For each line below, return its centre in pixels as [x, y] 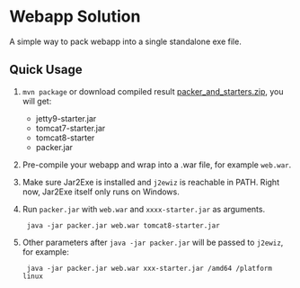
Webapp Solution [75, 17]
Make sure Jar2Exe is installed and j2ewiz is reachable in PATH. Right [151, 182]
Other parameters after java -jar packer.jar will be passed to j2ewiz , [153, 242]
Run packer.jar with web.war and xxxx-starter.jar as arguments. [144, 209]
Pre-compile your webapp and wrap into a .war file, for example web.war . [157, 165]
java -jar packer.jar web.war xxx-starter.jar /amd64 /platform [149, 268]
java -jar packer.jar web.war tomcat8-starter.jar [123, 225]
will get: [37, 101]
